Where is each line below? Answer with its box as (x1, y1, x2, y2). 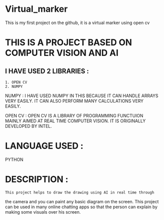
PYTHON (5, 156, 23, 163)
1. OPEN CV (5, 80, 27, 84)
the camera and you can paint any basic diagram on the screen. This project (5, 198, 159, 204)
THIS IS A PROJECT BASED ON (5, 37, 132, 48)
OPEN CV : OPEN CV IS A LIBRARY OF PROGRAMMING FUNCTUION (5, 112, 143, 118)
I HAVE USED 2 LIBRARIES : (5, 67, 89, 75)
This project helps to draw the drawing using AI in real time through (5, 190, 154, 195)
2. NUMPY (5, 84, 23, 89)
